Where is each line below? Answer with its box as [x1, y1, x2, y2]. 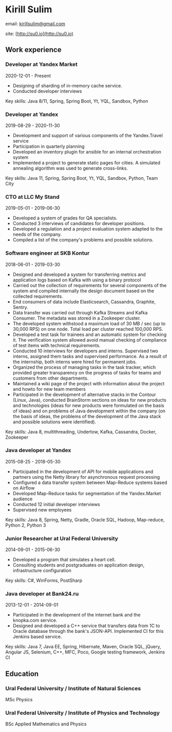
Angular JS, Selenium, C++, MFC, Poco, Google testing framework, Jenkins [5, 649, 165, 655]
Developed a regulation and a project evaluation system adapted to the [12, 226, 163, 232]
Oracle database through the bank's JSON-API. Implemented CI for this [12, 628, 164, 634]
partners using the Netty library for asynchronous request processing [12, 474, 160, 480]
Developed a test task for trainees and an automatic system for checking [12, 331, 167, 337]
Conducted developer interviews [12, 88, 82, 94]
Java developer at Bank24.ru [5, 590, 79, 597]
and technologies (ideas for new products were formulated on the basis [12, 402, 164, 408]
